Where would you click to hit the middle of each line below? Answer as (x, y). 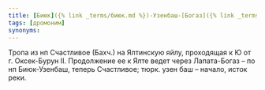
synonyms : (24, 30)
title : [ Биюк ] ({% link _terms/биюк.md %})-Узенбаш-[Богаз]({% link (121, 15)
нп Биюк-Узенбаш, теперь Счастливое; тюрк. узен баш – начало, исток (128, 69)
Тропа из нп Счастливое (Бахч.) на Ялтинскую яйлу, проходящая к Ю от (130, 53)
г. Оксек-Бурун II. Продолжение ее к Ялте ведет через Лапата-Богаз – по (132, 61)
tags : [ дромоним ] (37, 23)
